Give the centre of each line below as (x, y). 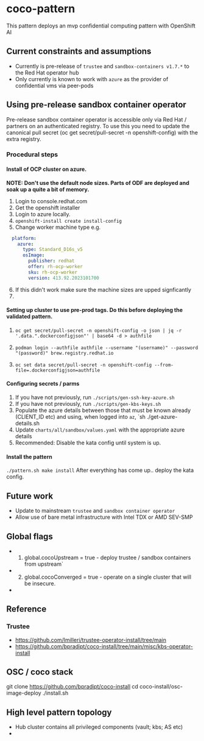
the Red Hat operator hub (47, 73)
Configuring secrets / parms (43, 384)
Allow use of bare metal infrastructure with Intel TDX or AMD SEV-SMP (104, 517)
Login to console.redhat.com (51, 201)
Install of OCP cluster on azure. (47, 169)
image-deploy (24, 693)
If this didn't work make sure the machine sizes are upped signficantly (103, 289)
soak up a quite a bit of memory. (48, 189)
